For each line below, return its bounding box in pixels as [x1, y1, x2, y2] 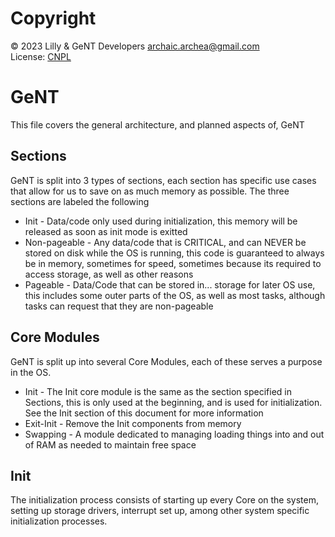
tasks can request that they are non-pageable [24, 300, 214, 312]
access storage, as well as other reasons [24, 268, 194, 280]
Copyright [10, 7, 97, 30]
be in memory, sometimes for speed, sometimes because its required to [24, 257, 322, 269]
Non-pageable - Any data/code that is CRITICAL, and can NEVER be [24, 236, 307, 248]
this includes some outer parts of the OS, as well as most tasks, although [24, 289, 326, 301]
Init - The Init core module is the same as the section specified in [24, 385, 292, 397]
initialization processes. [10, 515, 108, 527]
